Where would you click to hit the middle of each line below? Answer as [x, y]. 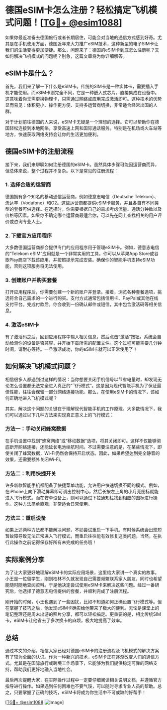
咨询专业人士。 [29, 221]
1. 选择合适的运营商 [28, 185]
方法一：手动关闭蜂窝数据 [36, 429]
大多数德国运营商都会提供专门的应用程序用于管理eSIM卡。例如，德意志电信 [82, 248]
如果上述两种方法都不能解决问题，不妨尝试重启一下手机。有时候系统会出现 [81, 530]
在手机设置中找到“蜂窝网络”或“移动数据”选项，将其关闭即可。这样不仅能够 [81, 440]
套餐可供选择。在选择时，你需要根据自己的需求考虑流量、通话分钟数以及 [88, 209]
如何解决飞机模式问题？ [41, 366]
